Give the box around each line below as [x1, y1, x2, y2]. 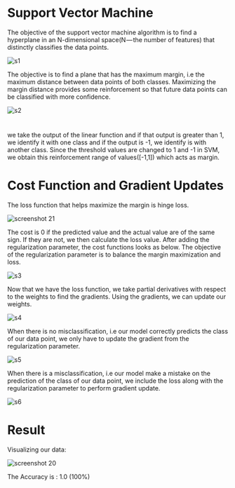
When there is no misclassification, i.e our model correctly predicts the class [7, 327, 229, 336]
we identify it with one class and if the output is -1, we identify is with [7, 138, 207, 147]
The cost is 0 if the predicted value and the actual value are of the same [7, 228, 215, 236]
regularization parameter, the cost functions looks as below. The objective [7, 243, 222, 252]
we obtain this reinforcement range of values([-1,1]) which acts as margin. [7, 153, 220, 162]
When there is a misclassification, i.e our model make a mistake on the [7, 370, 210, 378]
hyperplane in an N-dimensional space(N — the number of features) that [7, 35, 215, 43]
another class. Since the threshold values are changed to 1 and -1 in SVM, [7, 146, 220, 154]
